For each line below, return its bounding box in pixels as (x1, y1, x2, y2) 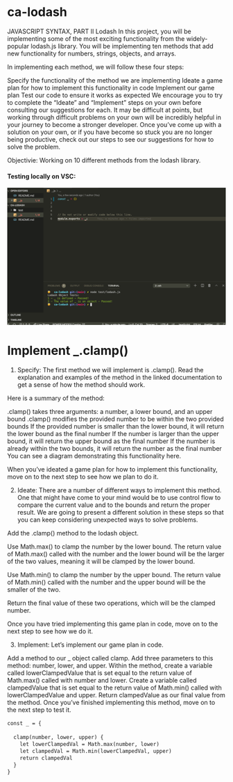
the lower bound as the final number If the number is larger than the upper (7, 429, 220, 438)
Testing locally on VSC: (7, 172, 76, 181)
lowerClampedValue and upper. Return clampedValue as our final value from (7, 690, 225, 699)
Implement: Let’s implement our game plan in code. (17, 640, 164, 649)
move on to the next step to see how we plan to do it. (7, 472, 159, 481)
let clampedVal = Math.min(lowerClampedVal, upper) (19, 747, 172, 754)
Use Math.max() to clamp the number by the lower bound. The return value (7, 542, 222, 551)
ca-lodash (7, 4, 67, 20)
